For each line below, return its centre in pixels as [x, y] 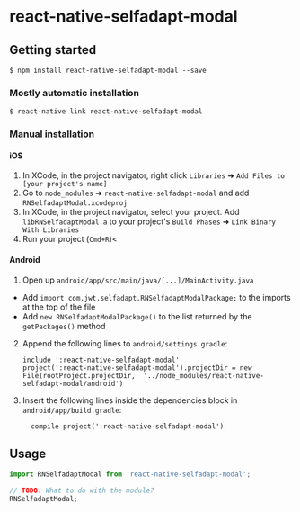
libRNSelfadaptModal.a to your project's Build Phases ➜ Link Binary [149, 221]
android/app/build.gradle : [72, 409]
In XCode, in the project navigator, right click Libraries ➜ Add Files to [154, 175]
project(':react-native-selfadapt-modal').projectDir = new [137, 368]
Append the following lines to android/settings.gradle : [125, 343]
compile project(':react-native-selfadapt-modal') [128, 426]
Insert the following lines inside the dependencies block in [130, 400]
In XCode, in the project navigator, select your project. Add [131, 212]
